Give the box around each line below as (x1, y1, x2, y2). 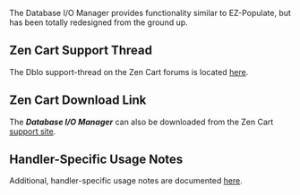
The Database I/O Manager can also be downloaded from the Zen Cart (9, 116, 274, 127)
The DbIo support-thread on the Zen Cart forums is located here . (9, 66, 249, 77)
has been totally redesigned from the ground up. (9, 17, 188, 28)
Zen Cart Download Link (9, 93, 147, 108)
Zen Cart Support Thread (9, 43, 152, 58)
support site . (9, 125, 56, 137)
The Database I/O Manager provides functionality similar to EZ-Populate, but (9, 8, 291, 18)
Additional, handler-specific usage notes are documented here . (9, 175, 244, 186)
